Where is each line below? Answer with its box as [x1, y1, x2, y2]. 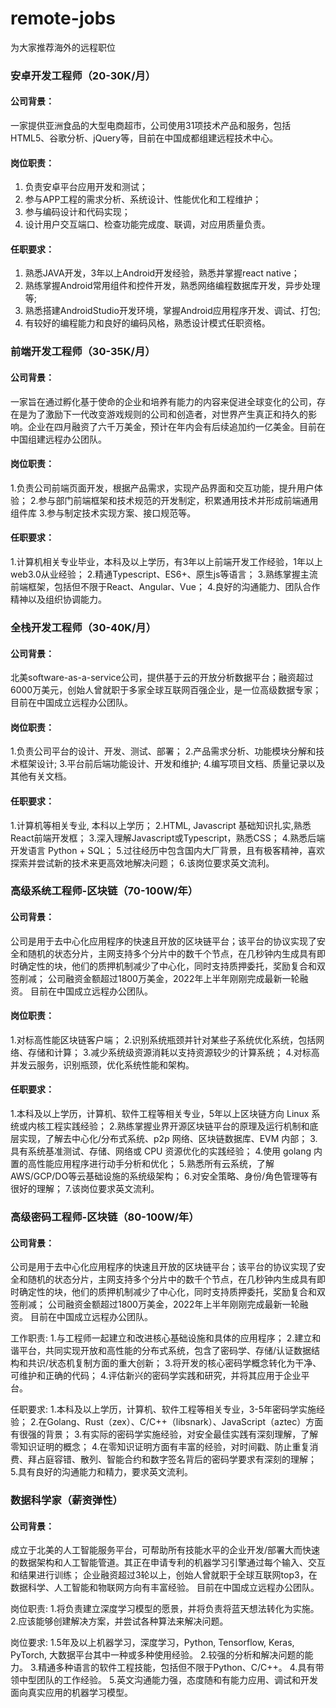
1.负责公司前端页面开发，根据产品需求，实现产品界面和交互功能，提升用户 [10, 482, 315, 494]
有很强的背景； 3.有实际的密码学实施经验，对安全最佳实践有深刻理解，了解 [10, 1428, 319, 1441]
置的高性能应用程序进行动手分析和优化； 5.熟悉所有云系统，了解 [10, 1158, 275, 1170]
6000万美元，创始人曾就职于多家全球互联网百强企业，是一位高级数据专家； [10, 684, 322, 696]
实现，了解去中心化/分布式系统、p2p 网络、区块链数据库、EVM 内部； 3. [18, 1133, 318, 1145]
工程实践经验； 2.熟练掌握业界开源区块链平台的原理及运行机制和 [44, 1120, 310, 1132]
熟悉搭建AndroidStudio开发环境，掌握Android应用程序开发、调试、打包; [24, 305, 322, 317]
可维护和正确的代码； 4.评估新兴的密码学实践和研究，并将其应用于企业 [10, 1370, 302, 1382]
